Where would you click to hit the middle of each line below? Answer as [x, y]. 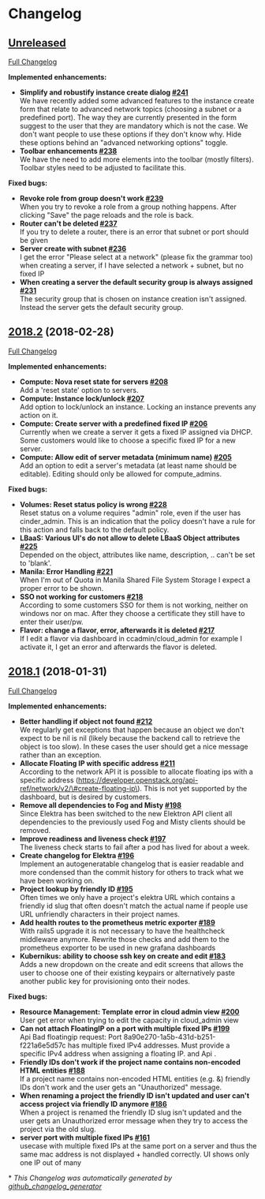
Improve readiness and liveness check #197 [93, 839]
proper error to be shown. [62, 588]
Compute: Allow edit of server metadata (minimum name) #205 [126, 457]
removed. [35, 830]
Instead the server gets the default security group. [101, 307]
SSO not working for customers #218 [81, 596]
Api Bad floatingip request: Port [71, 1037]
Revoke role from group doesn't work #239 [91, 198]
